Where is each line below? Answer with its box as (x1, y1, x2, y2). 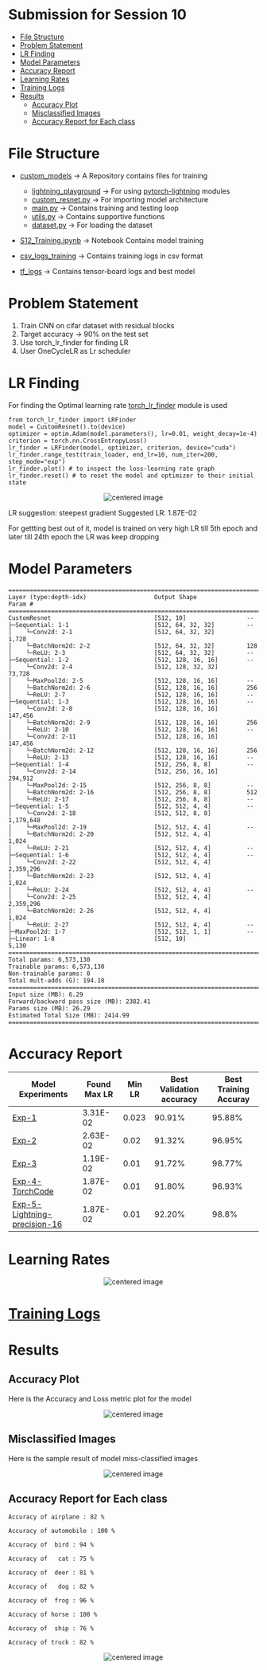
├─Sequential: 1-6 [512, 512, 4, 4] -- (8, 851, 254, 859)
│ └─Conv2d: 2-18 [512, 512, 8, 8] (8, 809, 212, 817)
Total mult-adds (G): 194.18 (8, 976, 105, 985)
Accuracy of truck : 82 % (8, 1639, 94, 1647)
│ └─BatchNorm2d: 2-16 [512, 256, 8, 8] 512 (8, 788, 258, 796)
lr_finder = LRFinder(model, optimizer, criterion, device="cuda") (8, 444, 237, 452)
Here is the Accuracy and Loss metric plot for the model (8, 1394, 192, 1403)
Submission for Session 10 (8, 6, 187, 24)
